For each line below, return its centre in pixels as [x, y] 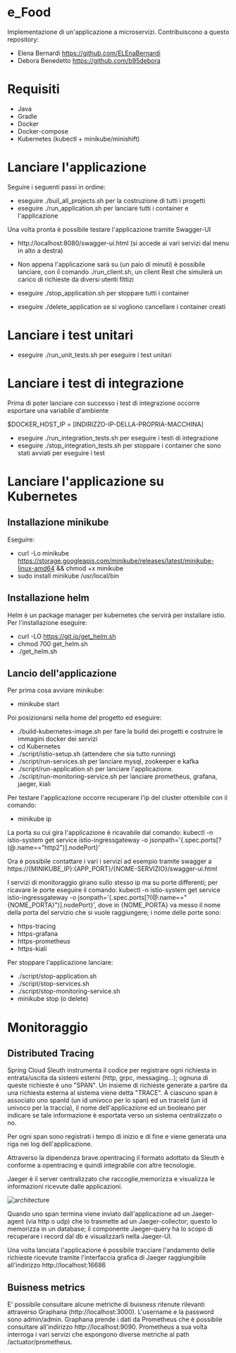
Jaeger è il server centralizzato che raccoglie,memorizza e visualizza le [111, 1179]
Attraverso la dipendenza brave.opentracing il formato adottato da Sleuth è [116, 1158]
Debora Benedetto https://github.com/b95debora [89, 60]
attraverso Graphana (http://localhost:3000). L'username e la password [111, 1312]
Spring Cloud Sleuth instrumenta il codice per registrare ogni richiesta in [112, 1070]
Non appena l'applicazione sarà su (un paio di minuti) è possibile [111, 264]
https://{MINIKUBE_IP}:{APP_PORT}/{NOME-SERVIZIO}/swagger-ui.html [112, 869]
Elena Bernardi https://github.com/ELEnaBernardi [89, 53]
